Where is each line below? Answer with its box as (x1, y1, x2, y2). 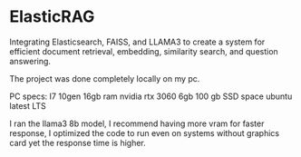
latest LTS (9, 100, 47, 111)
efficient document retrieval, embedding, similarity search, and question (9, 45, 278, 56)
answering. (9, 55, 52, 66)
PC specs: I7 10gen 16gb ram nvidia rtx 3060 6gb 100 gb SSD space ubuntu (9, 91, 293, 102)
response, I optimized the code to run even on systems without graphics (9, 127, 279, 138)
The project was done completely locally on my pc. (9, 73, 200, 83)
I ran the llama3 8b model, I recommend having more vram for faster (9, 118, 265, 129)
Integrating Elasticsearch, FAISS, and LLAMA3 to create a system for (9, 36, 266, 47)
